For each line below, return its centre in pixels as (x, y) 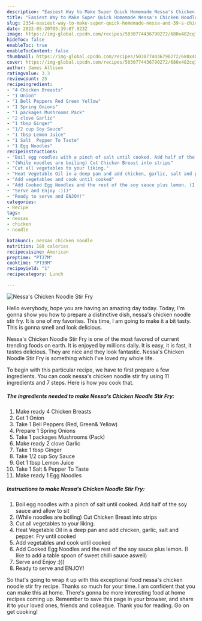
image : (15, 34)
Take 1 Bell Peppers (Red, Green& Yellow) (67, 424)
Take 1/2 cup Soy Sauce (45, 456)
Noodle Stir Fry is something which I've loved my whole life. (81, 358)
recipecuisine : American (38, 252)
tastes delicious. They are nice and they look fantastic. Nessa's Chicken (96, 352)
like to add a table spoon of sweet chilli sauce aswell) (81, 555)
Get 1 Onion (30, 418)
